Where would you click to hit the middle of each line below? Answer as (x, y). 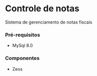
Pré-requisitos (23, 35)
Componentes (23, 58)
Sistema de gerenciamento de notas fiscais (48, 22)
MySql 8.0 (23, 46)
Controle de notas (42, 9)
